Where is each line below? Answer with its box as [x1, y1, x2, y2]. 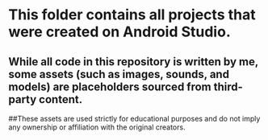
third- [213, 80, 244, 93]
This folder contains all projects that [8, 6, 256, 24]
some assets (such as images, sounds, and [8, 67, 230, 81]
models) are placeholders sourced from [8, 80, 211, 93]
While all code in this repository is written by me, [8, 55, 258, 68]
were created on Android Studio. [8, 23, 232, 41]
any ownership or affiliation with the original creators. [8, 122, 186, 132]
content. [39, 93, 83, 106]
